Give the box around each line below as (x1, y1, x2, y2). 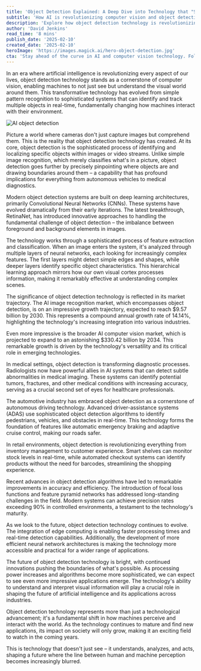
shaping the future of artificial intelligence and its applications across (6, 590, 176, 597)
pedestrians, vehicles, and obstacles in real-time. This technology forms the (6, 416, 194, 423)
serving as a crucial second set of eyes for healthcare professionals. (6, 386, 175, 393)
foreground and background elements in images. (6, 225, 127, 232)
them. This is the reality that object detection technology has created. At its (6, 137, 191, 144)
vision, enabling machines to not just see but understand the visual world (6, 82, 187, 90)
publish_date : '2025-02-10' (6, 36, 77, 42)
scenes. (6, 281, 26, 288)
